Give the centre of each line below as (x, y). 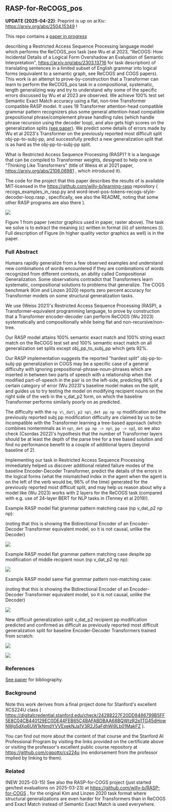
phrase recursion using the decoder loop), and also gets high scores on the (85, 122)
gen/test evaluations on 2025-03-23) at (47, 788)
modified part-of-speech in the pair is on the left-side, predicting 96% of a (84, 380)
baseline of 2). (20, 450)
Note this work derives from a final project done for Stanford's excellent (81, 704)
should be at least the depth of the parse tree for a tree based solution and (84, 439)
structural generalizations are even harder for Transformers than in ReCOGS (85, 799)
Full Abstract (22, 252)
